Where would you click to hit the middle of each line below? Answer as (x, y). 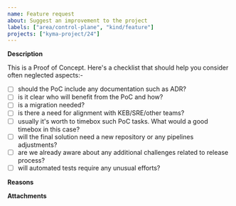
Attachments (27, 195)
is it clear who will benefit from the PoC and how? (90, 97)
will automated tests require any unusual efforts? (89, 168)
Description (25, 54)
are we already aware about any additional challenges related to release (123, 152)
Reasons (21, 182)
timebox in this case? (49, 129)
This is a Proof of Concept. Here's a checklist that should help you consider (118, 67)
